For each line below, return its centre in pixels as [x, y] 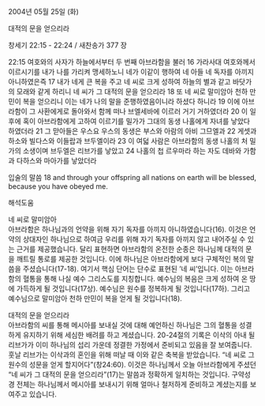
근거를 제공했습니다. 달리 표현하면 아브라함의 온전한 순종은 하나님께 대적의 [130, 249]
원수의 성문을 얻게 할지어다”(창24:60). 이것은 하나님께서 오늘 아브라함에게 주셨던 [132, 365]
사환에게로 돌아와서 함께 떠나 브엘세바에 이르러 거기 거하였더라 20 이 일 [147, 111]
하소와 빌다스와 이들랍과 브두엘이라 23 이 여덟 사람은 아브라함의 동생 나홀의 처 [128, 141]
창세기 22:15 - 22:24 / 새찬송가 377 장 [68, 45]
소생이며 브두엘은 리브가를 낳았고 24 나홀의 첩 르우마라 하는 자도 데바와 [132, 151]
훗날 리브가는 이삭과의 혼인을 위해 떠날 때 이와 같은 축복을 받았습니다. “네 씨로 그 [131, 355]
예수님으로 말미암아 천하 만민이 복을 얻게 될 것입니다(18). [95, 298]
